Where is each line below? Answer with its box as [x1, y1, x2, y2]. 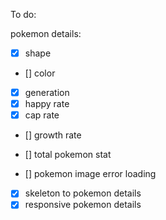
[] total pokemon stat [24, 149, 112, 161]
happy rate [24, 98, 70, 110]
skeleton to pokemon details [24, 187, 142, 199]
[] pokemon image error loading [24, 168, 157, 180]
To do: [10, 9, 37, 20]
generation [24, 87, 70, 99]
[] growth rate [24, 129, 82, 141]
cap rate [24, 109, 60, 121]
